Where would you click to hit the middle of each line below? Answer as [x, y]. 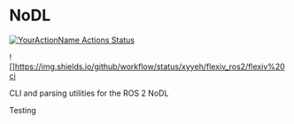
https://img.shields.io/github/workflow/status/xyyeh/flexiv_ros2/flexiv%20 [150, 66]
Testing [23, 110]
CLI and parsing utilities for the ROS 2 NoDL [89, 93]
